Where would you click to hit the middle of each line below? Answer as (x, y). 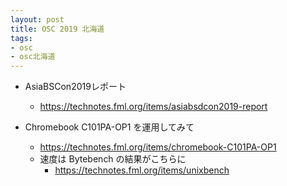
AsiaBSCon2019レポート (75, 87)
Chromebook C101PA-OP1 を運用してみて (109, 127)
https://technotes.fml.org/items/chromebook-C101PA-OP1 (158, 147)
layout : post (37, 19)
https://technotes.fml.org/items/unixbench (142, 170)
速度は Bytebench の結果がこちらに (113, 159)
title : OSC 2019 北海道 (57, 29)
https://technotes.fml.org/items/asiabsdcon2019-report (153, 107)
